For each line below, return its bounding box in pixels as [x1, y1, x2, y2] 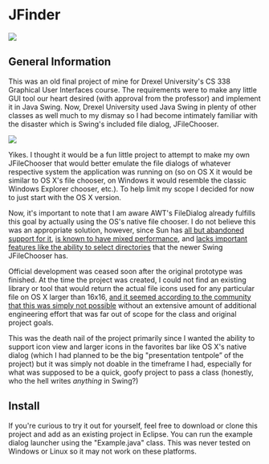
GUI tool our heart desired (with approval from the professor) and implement [8, 93, 261, 103]
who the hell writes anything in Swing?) [8, 376, 139, 385]
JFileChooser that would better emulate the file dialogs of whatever [8, 158, 231, 168]
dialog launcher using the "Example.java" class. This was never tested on [8, 437, 251, 447]
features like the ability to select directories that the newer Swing [8, 242, 223, 252]
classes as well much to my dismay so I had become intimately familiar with [8, 110, 259, 120]
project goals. [8, 318, 54, 327]
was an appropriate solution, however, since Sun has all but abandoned [8, 225, 245, 235]
